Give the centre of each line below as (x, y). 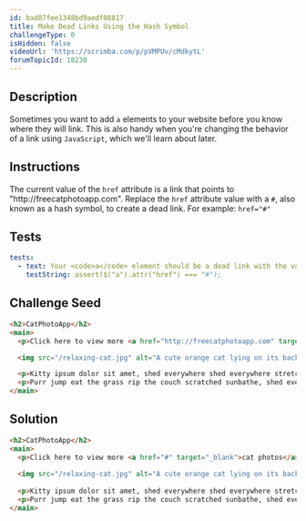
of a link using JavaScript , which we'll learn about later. (113, 138)
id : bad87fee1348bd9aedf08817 (67, 18)
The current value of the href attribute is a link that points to (122, 189)
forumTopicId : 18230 (49, 60)
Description (43, 97)
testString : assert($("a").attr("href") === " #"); (124, 275)
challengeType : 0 (42, 35)
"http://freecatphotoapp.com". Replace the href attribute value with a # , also (153, 199)
